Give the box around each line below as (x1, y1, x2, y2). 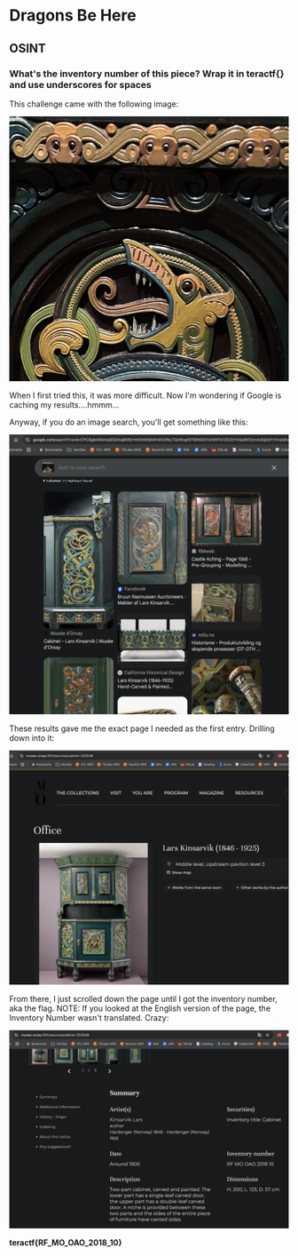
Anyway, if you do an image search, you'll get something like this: (9, 417, 248, 427)
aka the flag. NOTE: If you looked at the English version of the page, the (9, 1003, 271, 1014)
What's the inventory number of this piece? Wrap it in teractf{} (9, 68, 285, 80)
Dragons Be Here (9, 5, 137, 26)
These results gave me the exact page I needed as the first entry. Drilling (9, 723, 275, 734)
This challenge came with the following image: (9, 99, 179, 109)
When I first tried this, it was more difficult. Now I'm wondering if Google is (9, 390, 282, 401)
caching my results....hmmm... (9, 400, 120, 410)
